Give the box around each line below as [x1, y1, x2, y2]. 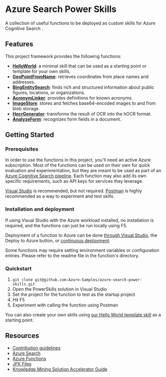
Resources [5, 331, 39, 340]
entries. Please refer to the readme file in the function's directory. [5, 252, 140, 258]
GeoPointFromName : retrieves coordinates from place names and [12, 74, 149, 80]
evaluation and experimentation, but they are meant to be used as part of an [5, 168, 162, 174]
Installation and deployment [5, 206, 75, 213]
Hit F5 [12, 297, 25, 303]
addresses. [12, 79, 36, 85]
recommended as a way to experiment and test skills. [5, 193, 115, 199]
